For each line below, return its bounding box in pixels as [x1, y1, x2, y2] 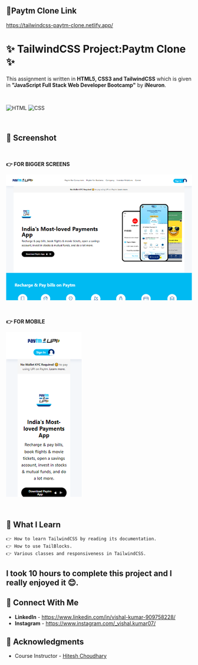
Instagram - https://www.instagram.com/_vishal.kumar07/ [14, 619, 156, 627]
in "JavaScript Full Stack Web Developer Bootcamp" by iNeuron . [6, 81, 167, 89]
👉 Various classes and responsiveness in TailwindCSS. [6, 551, 146, 557]
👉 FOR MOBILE [6, 317, 45, 325]
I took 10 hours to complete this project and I [6, 568, 172, 578]
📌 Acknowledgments [6, 637, 84, 647]
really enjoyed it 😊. [6, 578, 79, 588]
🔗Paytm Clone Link [6, 6, 77, 16]
